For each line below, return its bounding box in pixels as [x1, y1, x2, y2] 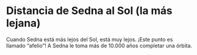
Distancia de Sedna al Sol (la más [6, 4, 173, 18]
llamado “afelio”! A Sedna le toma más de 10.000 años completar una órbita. [6, 42, 192, 49]
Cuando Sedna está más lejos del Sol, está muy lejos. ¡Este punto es [6, 36, 173, 43]
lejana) [6, 16, 41, 30]
